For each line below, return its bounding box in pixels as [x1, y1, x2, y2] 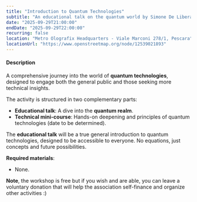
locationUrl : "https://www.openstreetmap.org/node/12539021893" [6, 41, 167, 47]
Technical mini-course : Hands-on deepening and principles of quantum [14, 113, 190, 120]
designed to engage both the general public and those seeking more [6, 78, 172, 85]
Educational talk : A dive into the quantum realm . [14, 107, 134, 114]
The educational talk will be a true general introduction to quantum [6, 131, 169, 138]
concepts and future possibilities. [6, 144, 87, 151]
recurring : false [6, 30, 49, 36]
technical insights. [6, 85, 50, 92]
